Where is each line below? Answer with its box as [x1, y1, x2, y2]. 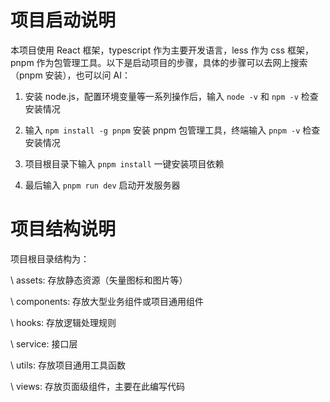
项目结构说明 [10, 218, 117, 241]
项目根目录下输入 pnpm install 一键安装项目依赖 [24, 157, 225, 170]
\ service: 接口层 [10, 337, 78, 350]
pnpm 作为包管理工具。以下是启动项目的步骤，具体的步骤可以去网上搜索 [10, 56, 308, 68]
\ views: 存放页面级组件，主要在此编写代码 [10, 380, 185, 392]
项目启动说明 [10, 9, 117, 32]
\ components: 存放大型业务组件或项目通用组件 [10, 295, 205, 307]
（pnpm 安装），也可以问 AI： [10, 69, 131, 81]
